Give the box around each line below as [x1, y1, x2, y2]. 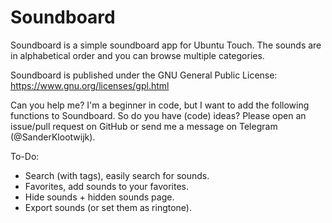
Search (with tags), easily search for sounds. [24, 169, 210, 181]
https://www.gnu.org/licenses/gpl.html [10, 79, 170, 91]
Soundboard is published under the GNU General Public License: [10, 69, 278, 81]
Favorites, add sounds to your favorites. [24, 180, 189, 192]
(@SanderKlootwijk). [10, 131, 96, 143]
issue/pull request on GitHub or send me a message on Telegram [10, 120, 278, 132]
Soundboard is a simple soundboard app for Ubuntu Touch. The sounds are [10, 39, 322, 51]
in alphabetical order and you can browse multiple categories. [10, 49, 265, 61]
